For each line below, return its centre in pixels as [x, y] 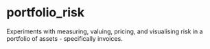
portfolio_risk [46, 13]
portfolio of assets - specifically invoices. [65, 38]
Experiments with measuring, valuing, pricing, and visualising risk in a [105, 31]
